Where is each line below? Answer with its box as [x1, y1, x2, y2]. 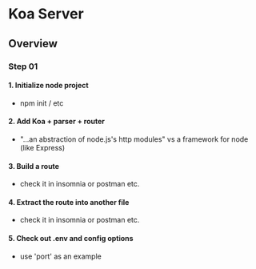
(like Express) [19, 143, 66, 152]
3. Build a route [8, 161, 60, 171]
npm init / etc [19, 98, 64, 108]
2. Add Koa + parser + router [8, 117, 106, 126]
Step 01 [8, 61, 38, 72]
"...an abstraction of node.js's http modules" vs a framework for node [19, 134, 249, 144]
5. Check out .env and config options [8, 233, 134, 243]
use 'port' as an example [19, 251, 102, 261]
